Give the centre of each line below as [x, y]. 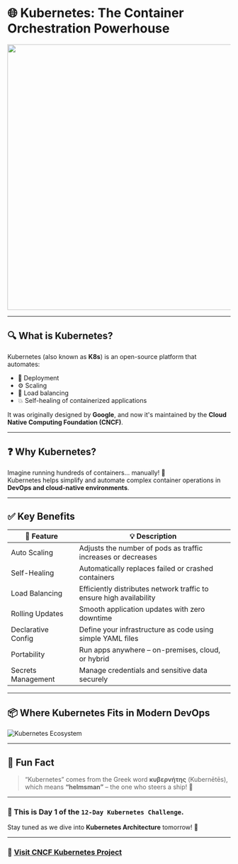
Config [22, 639]
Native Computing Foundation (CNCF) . [66, 422]
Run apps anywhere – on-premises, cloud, [150, 650]
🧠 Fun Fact [31, 762]
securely [93, 679]
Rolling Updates [37, 614]
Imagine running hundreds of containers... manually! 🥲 [86, 472]
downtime [96, 618]
